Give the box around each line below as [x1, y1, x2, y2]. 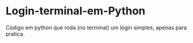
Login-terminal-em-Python [5, 4, 146, 18]
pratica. [5, 30, 25, 37]
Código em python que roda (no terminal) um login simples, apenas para [5, 24, 188, 31]
